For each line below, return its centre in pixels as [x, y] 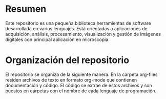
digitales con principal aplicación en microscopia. [58, 39]
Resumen [26, 9]
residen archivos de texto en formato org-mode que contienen [71, 80]
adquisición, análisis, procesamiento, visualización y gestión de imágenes [83, 34]
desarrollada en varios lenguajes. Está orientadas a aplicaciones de [76, 28]
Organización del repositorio [67, 60]
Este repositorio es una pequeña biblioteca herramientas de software [78, 23]
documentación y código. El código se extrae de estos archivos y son [79, 85]
